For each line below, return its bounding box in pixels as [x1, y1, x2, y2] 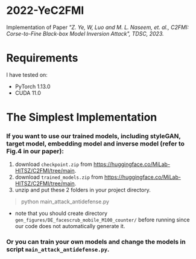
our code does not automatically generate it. [14, 223, 125, 230]
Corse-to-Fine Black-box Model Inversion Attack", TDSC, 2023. [6, 30, 164, 37]
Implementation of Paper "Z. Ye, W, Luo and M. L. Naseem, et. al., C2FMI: [6, 24, 189, 31]
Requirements [6, 51, 78, 65]
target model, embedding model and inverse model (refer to [6, 139, 185, 148]
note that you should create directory [14, 209, 107, 217]
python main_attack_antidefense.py [21, 198, 110, 205]
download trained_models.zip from [14, 173, 104, 181]
